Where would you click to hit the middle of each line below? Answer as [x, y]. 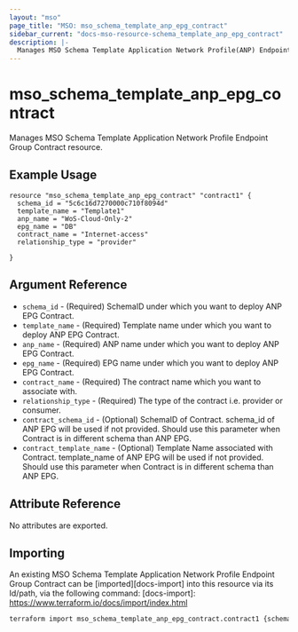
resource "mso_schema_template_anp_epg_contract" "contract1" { [130, 195]
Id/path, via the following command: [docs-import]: [102, 593]
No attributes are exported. [59, 525]
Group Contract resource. [56, 147]
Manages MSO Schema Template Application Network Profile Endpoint [139, 138]
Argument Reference [68, 285]
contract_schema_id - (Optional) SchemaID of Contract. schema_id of [148, 419]
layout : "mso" [35, 17]
